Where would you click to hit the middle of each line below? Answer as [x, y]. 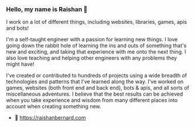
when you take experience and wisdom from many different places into [92, 100]
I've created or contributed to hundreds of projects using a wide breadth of [97, 76]
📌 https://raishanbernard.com [50, 118]
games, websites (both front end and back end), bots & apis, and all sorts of [97, 88]
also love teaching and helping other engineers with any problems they [92, 58]
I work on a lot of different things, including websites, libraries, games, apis [97, 22]
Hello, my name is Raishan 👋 [47, 9]
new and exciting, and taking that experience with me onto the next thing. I [96, 52]
